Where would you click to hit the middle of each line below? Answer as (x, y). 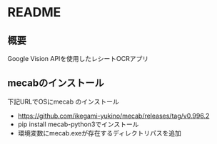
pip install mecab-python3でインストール (78, 124)
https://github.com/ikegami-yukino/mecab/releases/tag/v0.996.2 (113, 116)
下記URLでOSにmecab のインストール (63, 101)
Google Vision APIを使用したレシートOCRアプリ (78, 59)
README (34, 12)
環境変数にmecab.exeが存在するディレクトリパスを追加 (100, 133)
